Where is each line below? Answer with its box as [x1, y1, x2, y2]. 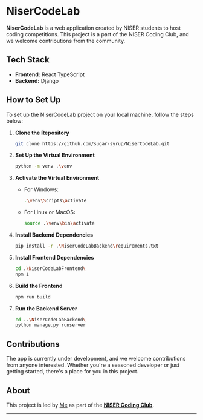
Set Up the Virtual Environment [14, 151, 95, 159]
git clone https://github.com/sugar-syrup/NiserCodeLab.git [14, 140, 170, 146]
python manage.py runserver [14, 322, 86, 328]
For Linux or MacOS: [24, 209, 76, 216]
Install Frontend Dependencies [14, 254, 94, 261]
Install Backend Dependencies [14, 231, 94, 238]
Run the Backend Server [14, 304, 77, 312]
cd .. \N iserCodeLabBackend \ [14, 317, 86, 323]
